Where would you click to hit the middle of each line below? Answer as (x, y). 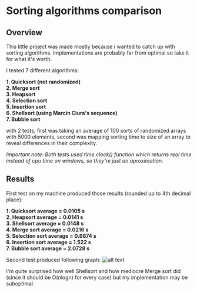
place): (14, 199)
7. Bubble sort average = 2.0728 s (48, 248)
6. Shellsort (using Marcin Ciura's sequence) (62, 113)
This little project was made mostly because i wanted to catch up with (91, 46)
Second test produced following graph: (54, 260)
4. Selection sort (27, 100)
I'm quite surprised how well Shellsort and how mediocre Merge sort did (94, 271)
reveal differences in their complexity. (52, 143)
